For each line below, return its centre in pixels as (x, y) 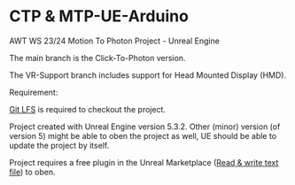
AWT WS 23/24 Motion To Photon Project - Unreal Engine (114, 41)
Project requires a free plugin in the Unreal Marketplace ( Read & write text (144, 162)
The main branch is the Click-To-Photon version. (97, 58)
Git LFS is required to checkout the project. (88, 109)
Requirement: (34, 92)
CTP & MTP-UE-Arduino (99, 16)
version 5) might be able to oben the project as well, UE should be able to (143, 135)
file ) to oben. (32, 172)
